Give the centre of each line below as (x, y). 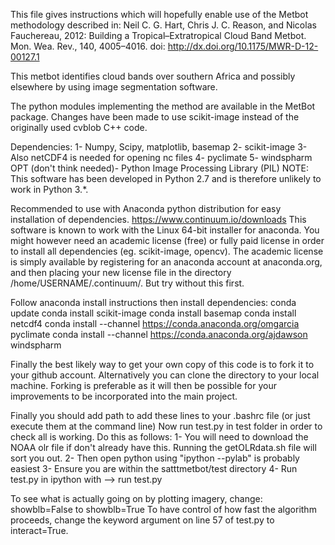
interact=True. (39, 530)
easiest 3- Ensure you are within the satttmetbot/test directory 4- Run (154, 468)
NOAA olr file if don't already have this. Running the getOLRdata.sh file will (163, 447)
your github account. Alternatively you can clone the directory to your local (165, 375)
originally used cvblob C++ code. (79, 127)
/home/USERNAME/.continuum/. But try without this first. (127, 283)
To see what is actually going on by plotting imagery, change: (136, 498)
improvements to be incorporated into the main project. (124, 396)
